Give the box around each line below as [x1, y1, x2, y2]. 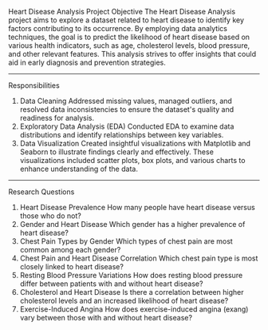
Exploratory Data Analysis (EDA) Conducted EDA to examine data [19, 121, 235, 131]
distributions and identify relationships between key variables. [19, 130, 224, 139]
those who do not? [19, 211, 81, 221]
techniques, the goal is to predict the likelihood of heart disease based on [8, 32, 250, 42]
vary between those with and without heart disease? [19, 313, 193, 322]
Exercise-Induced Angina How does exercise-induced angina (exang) [19, 304, 249, 314]
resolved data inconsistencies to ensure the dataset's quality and [19, 105, 235, 114]
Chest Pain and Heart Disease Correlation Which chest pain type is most [19, 253, 258, 263]
